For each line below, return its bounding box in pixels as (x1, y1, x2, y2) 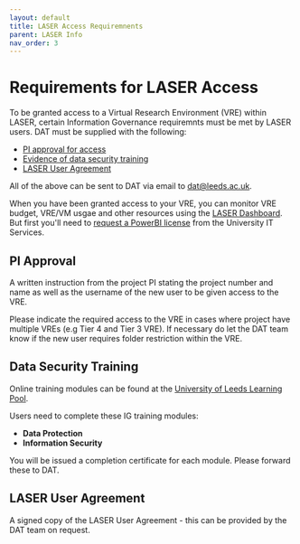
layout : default (9, 13, 70, 23)
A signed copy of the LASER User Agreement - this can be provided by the (9, 514, 287, 525)
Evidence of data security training (22, 154, 149, 164)
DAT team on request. (9, 524, 90, 535)
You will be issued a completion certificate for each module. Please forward (9, 455, 291, 465)
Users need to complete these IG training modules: (9, 410, 199, 421)
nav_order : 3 (9, 38, 59, 48)
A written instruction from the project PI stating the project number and (9, 277, 274, 287)
